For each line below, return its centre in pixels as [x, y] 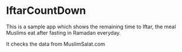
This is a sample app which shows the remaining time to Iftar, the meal [91, 27]
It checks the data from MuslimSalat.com [56, 44]
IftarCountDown [46, 11]
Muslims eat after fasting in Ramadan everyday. [64, 32]
